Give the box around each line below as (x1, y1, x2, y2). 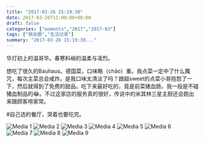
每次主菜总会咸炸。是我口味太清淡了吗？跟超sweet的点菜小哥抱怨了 (16, 75, 187, 82)
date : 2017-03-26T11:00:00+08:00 (6, 15, 92, 21)
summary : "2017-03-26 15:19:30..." (6, 37, 97, 43)
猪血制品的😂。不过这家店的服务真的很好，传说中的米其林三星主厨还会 (6, 90, 184, 97)
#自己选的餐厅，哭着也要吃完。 (6, 110, 85, 118)
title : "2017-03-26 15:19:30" (6, 8, 84, 15)
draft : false (6, 20, 40, 26)
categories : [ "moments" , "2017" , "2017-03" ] (6, 25, 116, 32)
